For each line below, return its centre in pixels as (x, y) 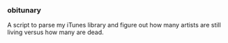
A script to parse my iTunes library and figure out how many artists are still (114, 25)
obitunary (24, 10)
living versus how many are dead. (56, 32)
